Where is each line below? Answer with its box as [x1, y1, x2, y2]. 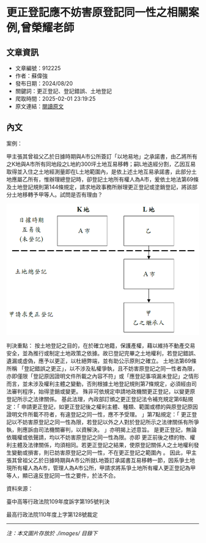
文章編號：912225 [15, 65, 61, 72]
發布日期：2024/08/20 [15, 80, 73, 87]
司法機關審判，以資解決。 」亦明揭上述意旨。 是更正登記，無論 [38, 426, 197, 433]
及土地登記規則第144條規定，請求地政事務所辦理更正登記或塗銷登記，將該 [6, 183, 193, 190]
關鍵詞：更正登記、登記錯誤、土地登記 [15, 87, 112, 95]
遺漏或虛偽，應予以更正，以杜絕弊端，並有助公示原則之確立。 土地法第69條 [6, 357, 197, 364]
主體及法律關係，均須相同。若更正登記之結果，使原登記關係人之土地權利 [11, 441, 194, 448]
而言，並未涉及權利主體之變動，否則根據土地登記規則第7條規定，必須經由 [6, 380, 191, 387]
